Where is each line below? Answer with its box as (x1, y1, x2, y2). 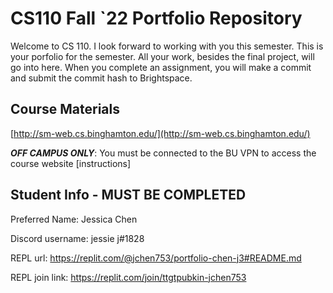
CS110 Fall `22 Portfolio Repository (10, 7, 303, 30)
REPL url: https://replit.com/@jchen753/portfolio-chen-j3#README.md (10, 252, 302, 264)
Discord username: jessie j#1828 (10, 232, 145, 244)
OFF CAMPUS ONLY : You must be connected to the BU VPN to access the (10, 147, 317, 159)
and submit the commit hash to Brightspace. (10, 72, 193, 84)
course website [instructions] (10, 157, 132, 169)
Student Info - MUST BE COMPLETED (10, 187, 247, 204)
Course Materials (10, 101, 121, 118)
